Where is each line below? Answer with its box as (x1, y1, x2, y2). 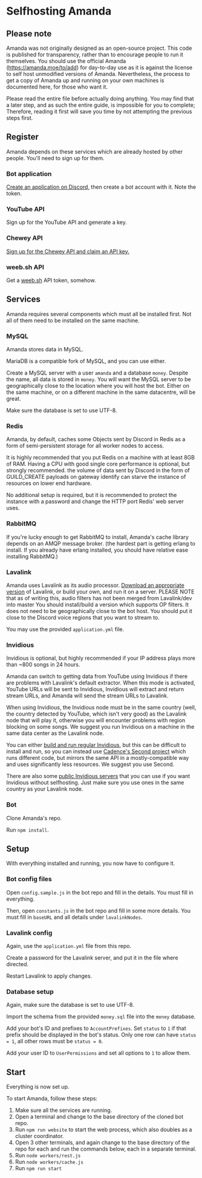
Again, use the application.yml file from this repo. (6, 943, 132, 949)
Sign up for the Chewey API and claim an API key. (6, 248, 130, 255)
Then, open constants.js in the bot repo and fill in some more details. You (6, 907, 191, 914)
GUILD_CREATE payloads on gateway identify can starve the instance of (6, 473, 186, 481)
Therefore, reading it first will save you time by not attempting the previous (6, 108, 192, 115)
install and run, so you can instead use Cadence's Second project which (6, 748, 186, 755)
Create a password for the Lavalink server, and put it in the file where (6, 954, 178, 961)
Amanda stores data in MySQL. (6, 346, 83, 353)
